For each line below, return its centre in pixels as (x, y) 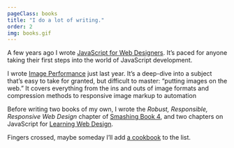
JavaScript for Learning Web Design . (60, 124)
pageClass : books (32, 14)
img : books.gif (29, 33)
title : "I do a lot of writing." (56, 20)
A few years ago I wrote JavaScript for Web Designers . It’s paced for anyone (117, 53)
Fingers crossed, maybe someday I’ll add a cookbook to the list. (99, 138)
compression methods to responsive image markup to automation (102, 96)
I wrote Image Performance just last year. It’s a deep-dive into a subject (110, 74)
